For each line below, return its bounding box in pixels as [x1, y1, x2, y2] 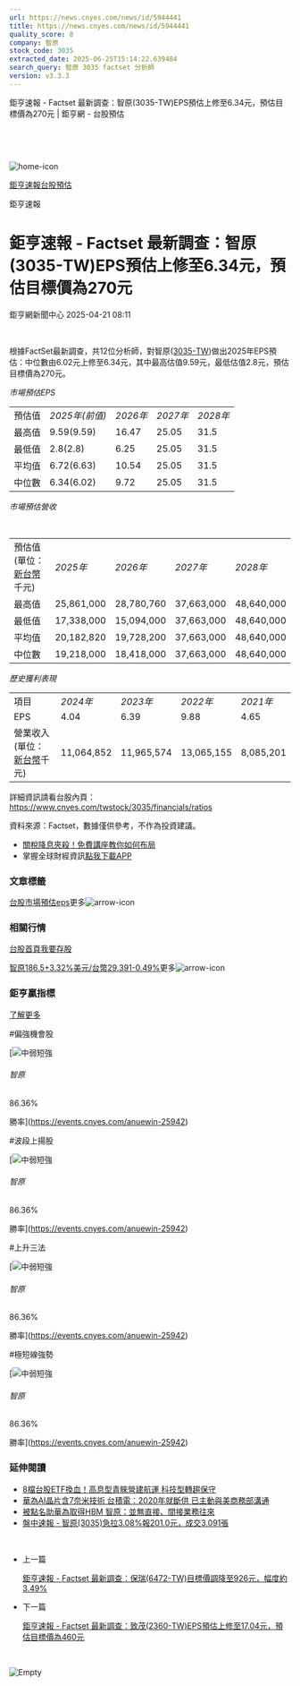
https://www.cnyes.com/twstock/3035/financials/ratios [9, 801, 212, 812]
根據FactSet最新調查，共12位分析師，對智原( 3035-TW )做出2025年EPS [9, 346, 270, 356]
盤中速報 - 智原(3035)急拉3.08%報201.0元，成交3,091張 [21, 1517, 229, 1528]
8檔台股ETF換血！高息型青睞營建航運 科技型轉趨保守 [21, 1484, 217, 1494]
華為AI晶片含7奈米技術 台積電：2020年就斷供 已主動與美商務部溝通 [21, 1494, 270, 1505]
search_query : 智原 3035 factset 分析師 [9, 64, 154, 73]
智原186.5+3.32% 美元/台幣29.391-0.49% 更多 [9, 963, 176, 973]
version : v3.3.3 [9, 72, 70, 81]
